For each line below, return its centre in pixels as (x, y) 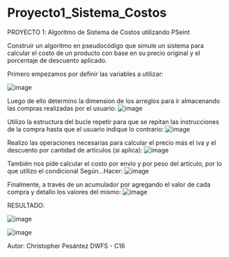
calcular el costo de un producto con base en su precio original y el (104, 53)
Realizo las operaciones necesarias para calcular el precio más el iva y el (112, 142)
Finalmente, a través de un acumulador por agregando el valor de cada (109, 184)
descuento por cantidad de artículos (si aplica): (75, 150)
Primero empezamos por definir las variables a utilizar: (85, 74)
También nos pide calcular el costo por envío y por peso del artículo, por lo (115, 163)
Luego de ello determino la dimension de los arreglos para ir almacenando (114, 101)
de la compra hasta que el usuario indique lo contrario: (86, 129)
